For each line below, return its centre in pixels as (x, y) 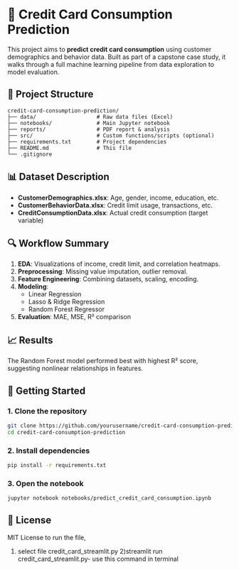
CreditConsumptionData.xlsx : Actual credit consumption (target (113, 213)
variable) (31, 220)
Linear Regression (55, 294)
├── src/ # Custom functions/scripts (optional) (111, 135)
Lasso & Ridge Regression (67, 302)
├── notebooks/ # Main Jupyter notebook (89, 123)
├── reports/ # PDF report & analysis (89, 129)
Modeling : (33, 286)
